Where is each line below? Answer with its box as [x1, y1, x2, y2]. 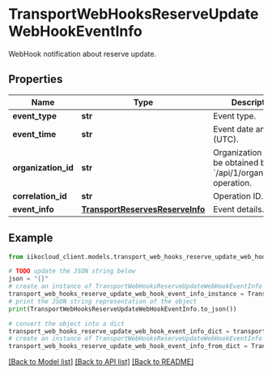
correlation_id [12, 190, 67, 201]
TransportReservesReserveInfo [81, 204, 206, 215]
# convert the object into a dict [8, 320, 125, 328]
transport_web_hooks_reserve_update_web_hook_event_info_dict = [8, 327, 230, 335]
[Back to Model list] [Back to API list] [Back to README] [8, 357, 194, 367]
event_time [12, 128, 57, 140]
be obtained [213, 157, 259, 168]
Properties [8, 72, 63, 86]
